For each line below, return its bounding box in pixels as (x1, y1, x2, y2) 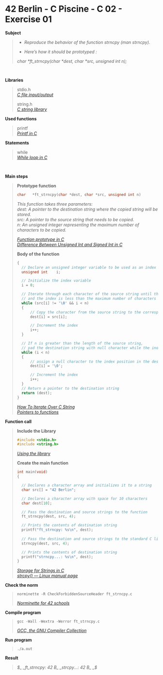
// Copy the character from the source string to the (30, 309, 141, 315)
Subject (5, 30, 21, 36)
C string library (16, 106, 47, 112)
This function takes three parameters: (16, 201, 93, 207)
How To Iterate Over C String (16, 404, 75, 410)
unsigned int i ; (21, 270, 61, 274)
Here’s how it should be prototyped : (24, 49, 97, 55)
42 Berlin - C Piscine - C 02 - (5, 3, 123, 15)
